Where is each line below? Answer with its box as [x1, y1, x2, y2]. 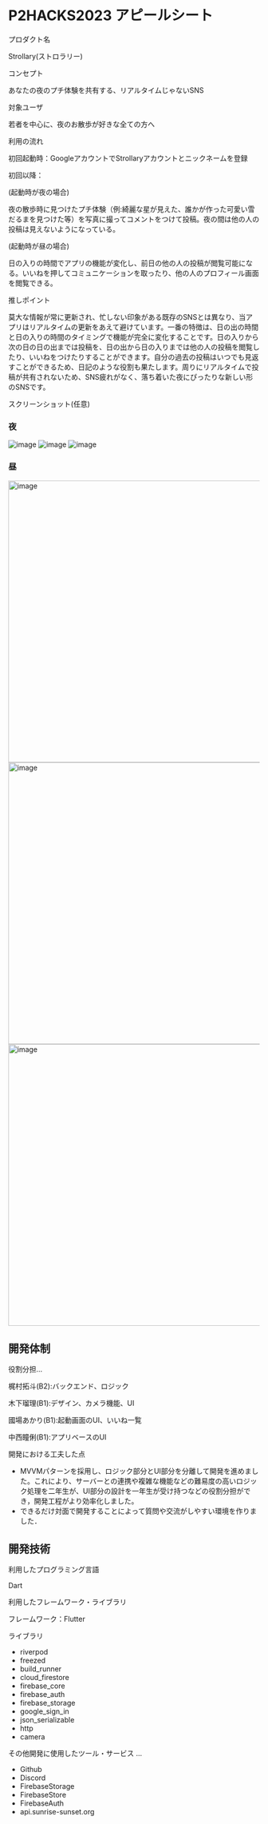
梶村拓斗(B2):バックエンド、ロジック [8, 1381, 129, 1391]
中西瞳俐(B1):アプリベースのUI [8, 1432, 107, 1442]
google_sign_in [19, 1707, 69, 1716]
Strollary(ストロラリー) [8, 51, 84, 61]
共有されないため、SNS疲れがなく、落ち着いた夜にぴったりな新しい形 [22, 372, 254, 381]
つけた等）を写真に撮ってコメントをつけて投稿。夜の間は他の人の [42, 214, 260, 224]
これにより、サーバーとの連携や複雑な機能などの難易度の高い [33, 1476, 237, 1486]
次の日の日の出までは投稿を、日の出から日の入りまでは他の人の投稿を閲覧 [8, 342, 253, 352]
